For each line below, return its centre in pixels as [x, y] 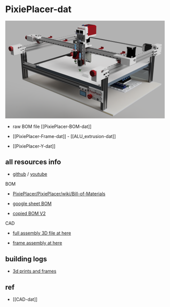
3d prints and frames [34, 271]
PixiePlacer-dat [38, 9]
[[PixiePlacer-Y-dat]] [34, 146]
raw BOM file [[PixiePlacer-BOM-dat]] [52, 126]
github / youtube [30, 174]
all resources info [33, 162]
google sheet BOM [32, 203]
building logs [26, 259]
